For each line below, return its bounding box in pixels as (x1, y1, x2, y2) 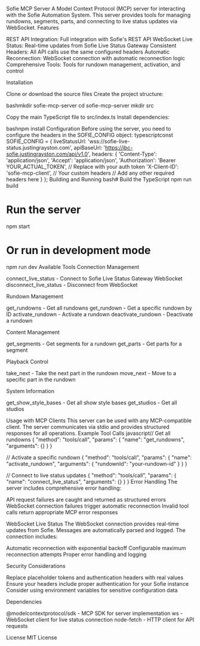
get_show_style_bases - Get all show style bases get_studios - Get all (6, 399, 177, 406)
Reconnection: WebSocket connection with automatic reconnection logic (6, 55, 185, 61)
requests (6, 622, 28, 629)
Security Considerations (6, 562, 66, 569)
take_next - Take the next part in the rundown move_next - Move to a (6, 369, 177, 376)
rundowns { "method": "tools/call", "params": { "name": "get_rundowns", (6, 435, 185, 443)
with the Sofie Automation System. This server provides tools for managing (6, 11, 191, 18)
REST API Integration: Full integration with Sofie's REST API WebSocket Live (6, 36, 193, 42)
